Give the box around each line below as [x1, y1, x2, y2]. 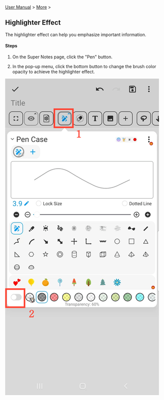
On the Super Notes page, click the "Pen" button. [12, 54, 113, 60]
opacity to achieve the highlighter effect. [12, 69, 95, 75]
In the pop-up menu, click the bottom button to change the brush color [12, 64, 157, 70]
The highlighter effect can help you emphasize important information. [5, 32, 147, 38]
